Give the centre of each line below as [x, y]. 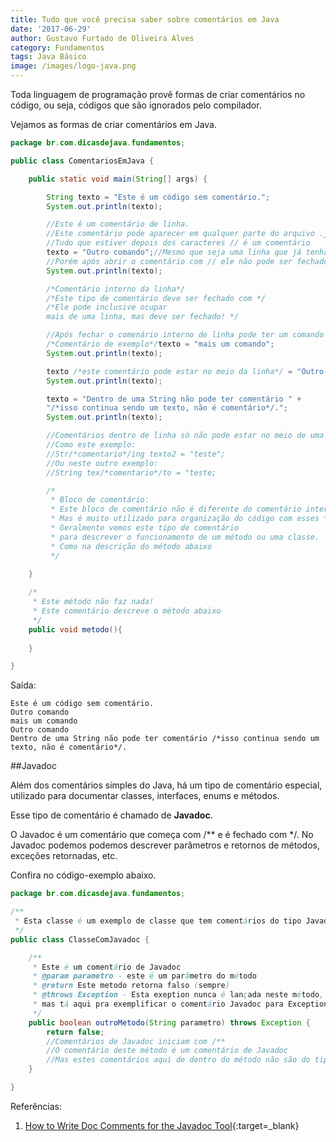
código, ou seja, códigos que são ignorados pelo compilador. [136, 105]
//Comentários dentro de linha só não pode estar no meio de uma [185, 436]
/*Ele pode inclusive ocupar [107, 307]
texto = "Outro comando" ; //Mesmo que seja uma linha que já [174, 252]
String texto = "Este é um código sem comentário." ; [158, 197]
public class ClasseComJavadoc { [80, 939]
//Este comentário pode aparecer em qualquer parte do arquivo [180, 234]
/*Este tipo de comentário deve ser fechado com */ [156, 298]
